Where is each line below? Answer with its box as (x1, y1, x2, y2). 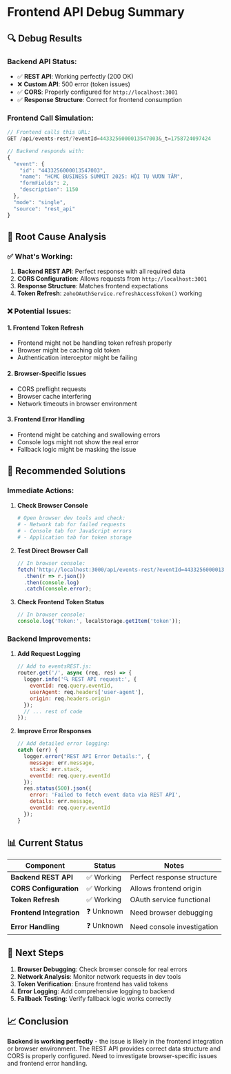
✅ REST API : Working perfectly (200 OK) (17, 72, 134, 80)
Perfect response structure (130, 873, 217, 882)
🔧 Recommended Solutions (7, 465, 126, 477)
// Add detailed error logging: (17, 740, 110, 747)
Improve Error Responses (17, 727, 92, 735)
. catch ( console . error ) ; (23, 586, 92, 593)
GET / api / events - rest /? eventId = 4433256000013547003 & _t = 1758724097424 (7, 135, 212, 142)
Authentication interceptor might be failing (17, 353, 138, 362)
